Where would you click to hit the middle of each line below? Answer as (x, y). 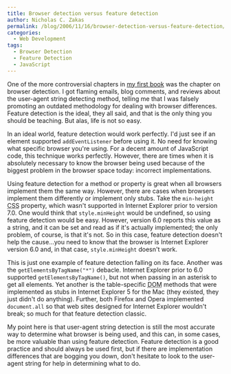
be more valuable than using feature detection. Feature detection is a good (113, 341)
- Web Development (40, 39)
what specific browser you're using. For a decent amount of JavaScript (108, 148)
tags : (15, 45)
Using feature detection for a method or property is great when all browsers (114, 183)
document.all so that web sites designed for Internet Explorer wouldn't (107, 306)
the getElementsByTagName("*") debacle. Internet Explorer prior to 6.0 (105, 270)
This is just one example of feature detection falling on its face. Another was (115, 262)
